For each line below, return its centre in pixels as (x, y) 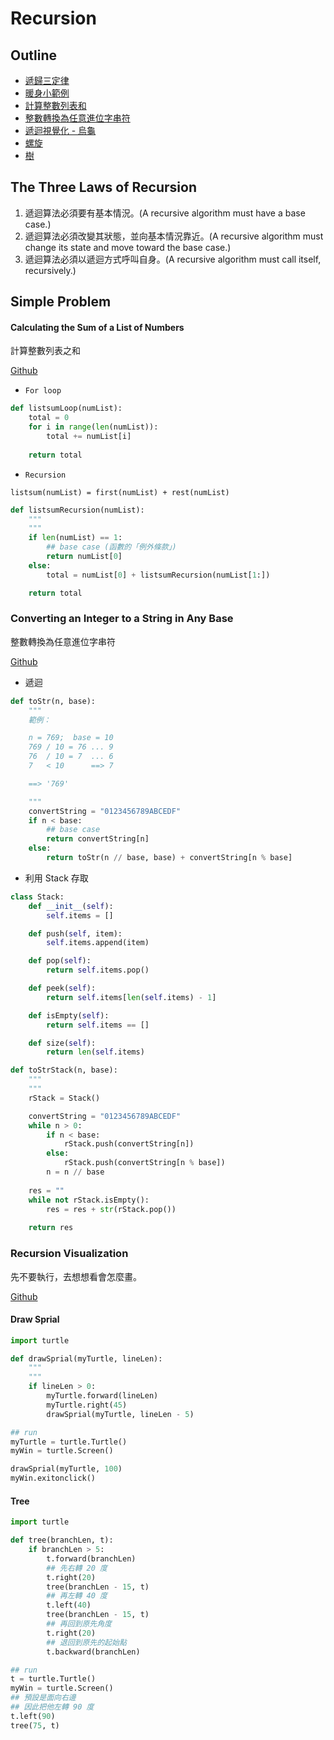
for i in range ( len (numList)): (93, 427)
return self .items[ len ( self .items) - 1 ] (131, 997)
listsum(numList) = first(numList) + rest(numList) (120, 492)
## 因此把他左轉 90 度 (52, 1707)
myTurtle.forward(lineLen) (102, 1396)
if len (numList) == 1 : (75, 538)
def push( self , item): (75, 933)
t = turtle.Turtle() (53, 1679)
